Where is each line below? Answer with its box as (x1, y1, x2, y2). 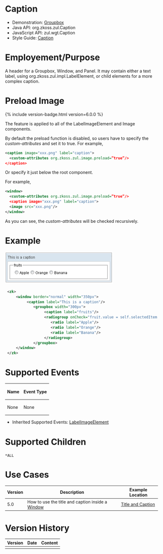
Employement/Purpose (5, 52, 100, 63)
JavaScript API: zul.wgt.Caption (12, 30, 75, 35)
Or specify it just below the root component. (5, 169, 93, 175)
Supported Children (5, 436, 86, 447)
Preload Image (5, 96, 65, 106)
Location (129, 492, 148, 498)
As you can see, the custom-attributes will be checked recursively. (5, 218, 139, 224)
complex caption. (5, 78, 40, 84)
